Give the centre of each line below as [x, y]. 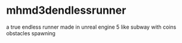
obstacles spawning [31, 33]
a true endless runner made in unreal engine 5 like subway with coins [91, 27]
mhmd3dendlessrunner [66, 10]
